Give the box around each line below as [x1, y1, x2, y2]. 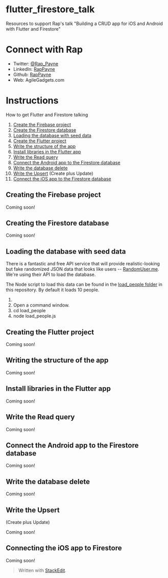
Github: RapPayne [13, 71, 52, 78]
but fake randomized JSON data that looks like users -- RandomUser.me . [6, 266, 160, 272]
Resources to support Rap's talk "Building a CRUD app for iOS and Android [6, 20, 163, 27]
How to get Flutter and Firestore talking [6, 111, 88, 118]
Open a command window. [13, 302, 70, 308]
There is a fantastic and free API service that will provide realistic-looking [6, 261, 160, 267]
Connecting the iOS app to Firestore [6, 544, 122, 552]
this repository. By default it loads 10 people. [6, 287, 100, 293]
